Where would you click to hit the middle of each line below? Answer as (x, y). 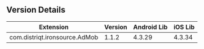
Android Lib (150, 27)
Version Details (36, 10)
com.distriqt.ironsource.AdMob (54, 37)
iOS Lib (184, 27)
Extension (54, 27)
